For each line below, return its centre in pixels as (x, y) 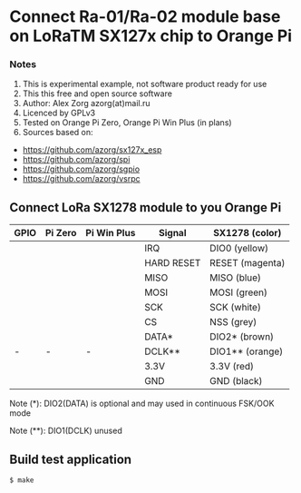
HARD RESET (173, 263)
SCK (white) (235, 308)
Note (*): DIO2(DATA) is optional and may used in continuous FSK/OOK (142, 404)
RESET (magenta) (248, 263)
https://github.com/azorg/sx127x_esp (92, 150)
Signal (172, 233)
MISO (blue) (235, 278)
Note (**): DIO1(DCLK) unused (66, 431)
